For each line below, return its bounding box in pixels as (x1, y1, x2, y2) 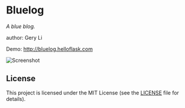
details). (6, 95, 26, 102)
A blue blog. (6, 23, 35, 30)
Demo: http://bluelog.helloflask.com (6, 45, 93, 53)
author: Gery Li (6, 34, 42, 41)
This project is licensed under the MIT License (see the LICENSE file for (6, 89, 179, 96)
